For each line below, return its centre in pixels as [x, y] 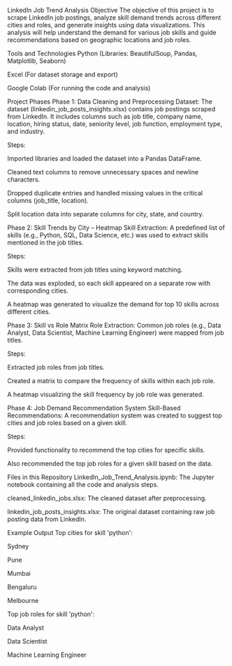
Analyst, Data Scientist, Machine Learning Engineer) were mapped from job [116, 333]
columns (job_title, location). [48, 200]
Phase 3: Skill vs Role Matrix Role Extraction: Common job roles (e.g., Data [114, 325]
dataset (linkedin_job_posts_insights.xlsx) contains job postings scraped [111, 109]
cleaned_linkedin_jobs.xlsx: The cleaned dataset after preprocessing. [107, 498]
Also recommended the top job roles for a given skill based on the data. [110, 464]
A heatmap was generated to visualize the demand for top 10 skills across [113, 304]
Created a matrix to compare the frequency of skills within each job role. [111, 381]
